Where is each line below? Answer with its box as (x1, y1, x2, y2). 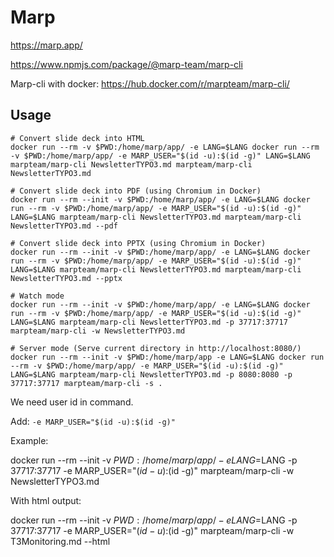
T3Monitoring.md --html (10, 535, 111, 547)
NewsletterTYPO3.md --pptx (10, 273, 123, 283)
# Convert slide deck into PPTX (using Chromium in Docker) (10, 238, 267, 248)
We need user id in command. (10, 396, 134, 408)
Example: (10, 434, 49, 446)
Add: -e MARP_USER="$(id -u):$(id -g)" (10, 415, 176, 427)
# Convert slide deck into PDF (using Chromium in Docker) (10, 186, 262, 196)
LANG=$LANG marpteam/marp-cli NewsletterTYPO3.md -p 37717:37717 (10, 317, 288, 327)
